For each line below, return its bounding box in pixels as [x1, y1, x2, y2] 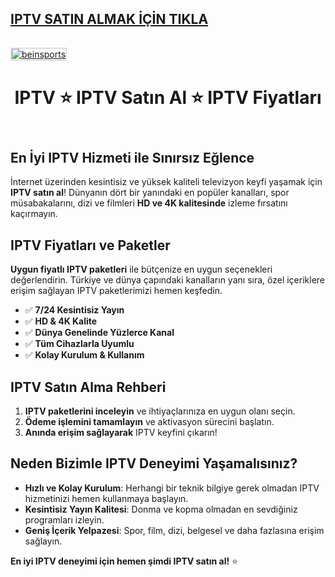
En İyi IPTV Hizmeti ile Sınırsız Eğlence [10, 150, 255, 166]
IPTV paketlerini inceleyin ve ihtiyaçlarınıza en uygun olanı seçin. [24, 405, 296, 417]
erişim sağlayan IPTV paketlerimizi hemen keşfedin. [10, 285, 223, 297]
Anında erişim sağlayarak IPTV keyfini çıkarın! [24, 427, 218, 439]
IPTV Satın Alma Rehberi [10, 378, 167, 396]
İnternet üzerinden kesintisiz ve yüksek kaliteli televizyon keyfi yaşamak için [10, 176, 323, 188]
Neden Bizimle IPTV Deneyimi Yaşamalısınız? [10, 455, 298, 472]
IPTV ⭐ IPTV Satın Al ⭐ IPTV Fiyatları [14, 87, 322, 109]
